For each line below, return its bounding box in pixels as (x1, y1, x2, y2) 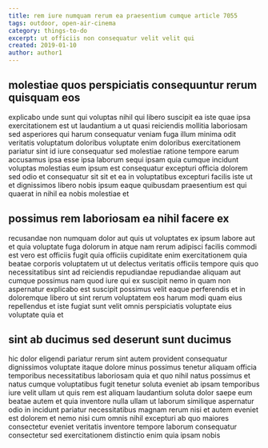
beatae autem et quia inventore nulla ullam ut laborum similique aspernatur (8, 397, 254, 406)
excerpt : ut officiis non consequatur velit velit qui (8, 34, 195, 42)
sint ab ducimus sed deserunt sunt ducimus (8, 333, 232, 346)
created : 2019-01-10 (8, 42, 78, 50)
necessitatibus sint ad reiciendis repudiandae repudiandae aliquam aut (8, 267, 242, 277)
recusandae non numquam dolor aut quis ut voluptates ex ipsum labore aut (8, 233, 256, 242)
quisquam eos (8, 91, 81, 105)
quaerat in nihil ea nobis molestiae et (8, 189, 130, 198)
